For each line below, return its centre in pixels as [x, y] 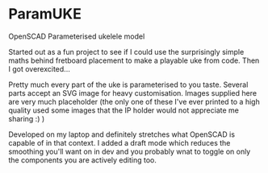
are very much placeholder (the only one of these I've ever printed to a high [134, 101]
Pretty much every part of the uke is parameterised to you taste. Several [128, 84]
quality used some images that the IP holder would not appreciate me [124, 110]
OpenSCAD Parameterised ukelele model [77, 36]
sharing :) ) [27, 118]
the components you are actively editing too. [83, 160]
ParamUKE [45, 14]
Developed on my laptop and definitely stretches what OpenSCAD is [122, 134]
